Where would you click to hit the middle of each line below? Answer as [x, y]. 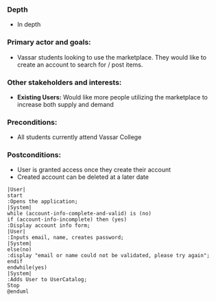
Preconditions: [32, 122]
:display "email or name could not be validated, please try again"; [109, 256]
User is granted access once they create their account [94, 170]
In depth [29, 25]
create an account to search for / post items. [80, 64]
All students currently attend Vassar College [79, 137]
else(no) [20, 250]
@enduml [18, 292]
